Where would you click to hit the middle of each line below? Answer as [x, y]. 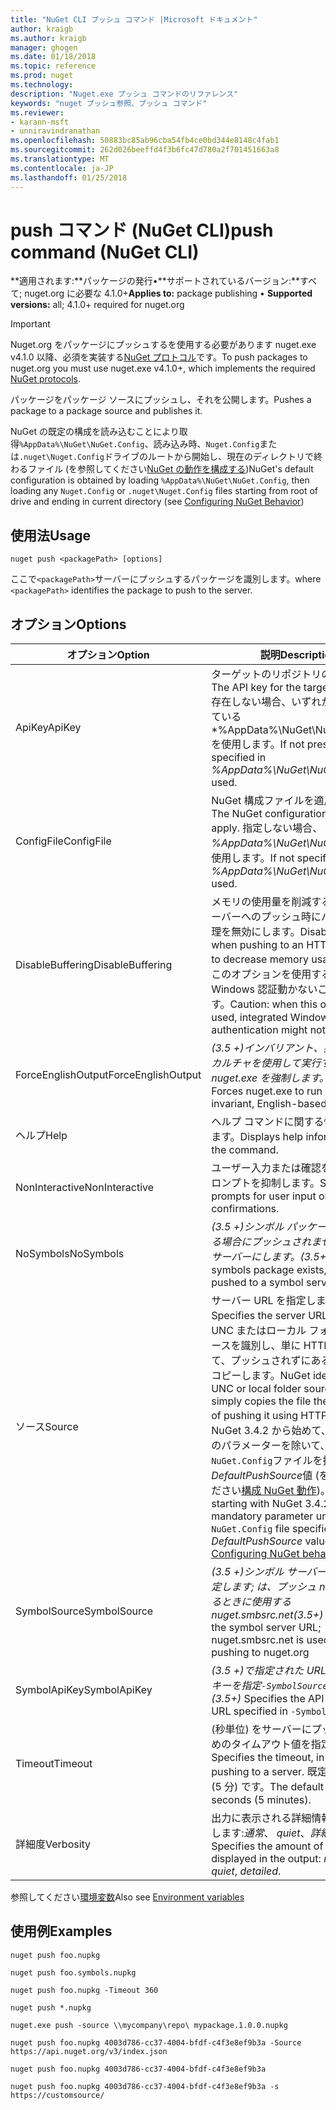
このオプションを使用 [261, 974]
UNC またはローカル [259, 1331]
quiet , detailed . [246, 1871]
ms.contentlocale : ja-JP [62, 168]
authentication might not [268, 1030]
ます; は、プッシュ [274, 1587]
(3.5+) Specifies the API [268, 1699]
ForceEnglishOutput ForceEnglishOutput [108, 1075]
